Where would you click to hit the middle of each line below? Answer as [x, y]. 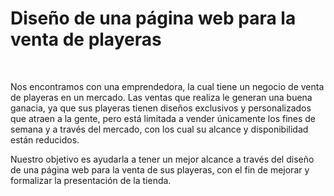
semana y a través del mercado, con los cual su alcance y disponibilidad [159, 129]
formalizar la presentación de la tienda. [91, 180]
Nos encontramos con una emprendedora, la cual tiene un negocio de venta [167, 86]
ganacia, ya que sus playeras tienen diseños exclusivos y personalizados [161, 108]
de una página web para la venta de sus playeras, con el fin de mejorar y [160, 169]
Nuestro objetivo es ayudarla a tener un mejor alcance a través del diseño [162, 159]
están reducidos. [45, 139]
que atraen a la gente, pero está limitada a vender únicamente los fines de [163, 118]
